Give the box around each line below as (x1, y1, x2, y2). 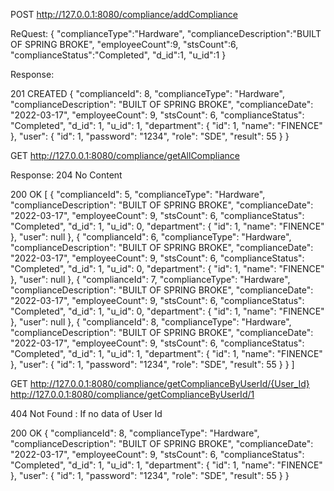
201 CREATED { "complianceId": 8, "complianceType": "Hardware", (10, 88, 285, 99)
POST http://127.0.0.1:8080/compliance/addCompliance (10, 9, 238, 20)
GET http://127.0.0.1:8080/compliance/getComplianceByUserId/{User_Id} (10, 378, 310, 389)
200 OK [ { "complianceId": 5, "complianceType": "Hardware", (10, 189, 266, 200)
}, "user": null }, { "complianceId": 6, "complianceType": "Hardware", (10, 231, 292, 243)
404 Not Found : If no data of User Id (10, 408, 163, 419)
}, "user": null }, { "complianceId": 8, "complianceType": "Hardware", (10, 316, 292, 328)
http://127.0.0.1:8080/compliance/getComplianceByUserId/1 (10, 389, 255, 400)
